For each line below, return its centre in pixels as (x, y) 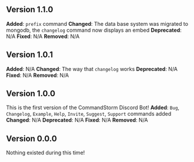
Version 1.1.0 (30, 10)
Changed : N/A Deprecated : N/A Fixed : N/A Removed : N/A (77, 120)
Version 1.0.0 (31, 94)
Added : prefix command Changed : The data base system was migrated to (97, 23)
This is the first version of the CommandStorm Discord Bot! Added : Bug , (93, 107)
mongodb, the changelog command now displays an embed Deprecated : (94, 30)
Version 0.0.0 (31, 138)
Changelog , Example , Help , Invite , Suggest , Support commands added (89, 114)
